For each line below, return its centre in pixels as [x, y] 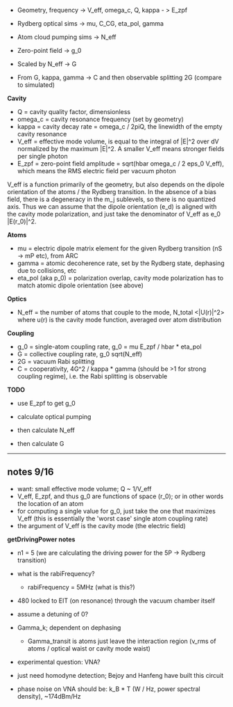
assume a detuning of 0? [53, 614]
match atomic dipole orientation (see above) [80, 285]
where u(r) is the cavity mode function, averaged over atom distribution [119, 320]
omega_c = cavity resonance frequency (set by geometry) [100, 119]
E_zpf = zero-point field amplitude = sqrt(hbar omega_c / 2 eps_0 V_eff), [120, 164]
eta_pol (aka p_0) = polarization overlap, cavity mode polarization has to [120, 278]
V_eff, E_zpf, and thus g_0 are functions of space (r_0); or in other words [120, 496]
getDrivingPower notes [41, 539]
